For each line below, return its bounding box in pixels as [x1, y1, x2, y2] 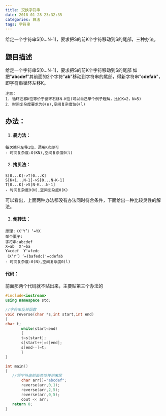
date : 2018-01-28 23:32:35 [5, 12, 62, 17]
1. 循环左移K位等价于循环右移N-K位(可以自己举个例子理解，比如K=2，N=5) [5, 96, 142, 102]
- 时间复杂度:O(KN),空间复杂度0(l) [5, 150, 73, 155]
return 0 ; [12, 401, 33, 407]
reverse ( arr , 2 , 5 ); [21, 387, 60, 393]
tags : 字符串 [5, 21, 30, 27]
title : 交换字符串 [5, 7, 41, 13]
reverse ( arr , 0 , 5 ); [21, 392, 60, 397]
